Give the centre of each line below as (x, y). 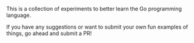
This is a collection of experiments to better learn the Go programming (94, 9)
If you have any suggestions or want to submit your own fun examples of (97, 27)
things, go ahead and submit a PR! (49, 33)
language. (19, 15)
